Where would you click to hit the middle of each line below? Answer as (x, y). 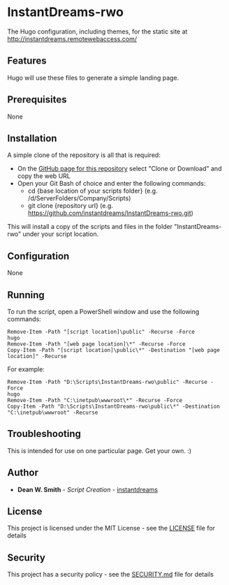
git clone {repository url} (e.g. (71, 206)
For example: (26, 369)
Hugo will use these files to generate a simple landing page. (93, 77)
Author (23, 473)
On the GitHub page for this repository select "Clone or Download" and (119, 169)
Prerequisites (37, 99)
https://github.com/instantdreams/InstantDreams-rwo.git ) (111, 213)
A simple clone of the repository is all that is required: (84, 155)
